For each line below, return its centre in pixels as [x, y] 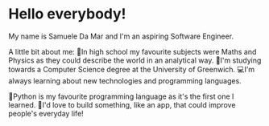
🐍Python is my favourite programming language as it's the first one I [121, 96]
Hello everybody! [67, 14]
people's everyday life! [46, 113]
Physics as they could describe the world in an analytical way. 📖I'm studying [135, 60]
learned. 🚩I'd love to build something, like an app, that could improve [122, 104]
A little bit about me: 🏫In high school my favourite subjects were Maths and [132, 51]
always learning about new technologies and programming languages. [125, 80]
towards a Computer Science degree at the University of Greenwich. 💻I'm [132, 69]
